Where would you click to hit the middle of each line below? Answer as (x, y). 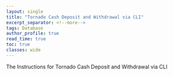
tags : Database (25, 28)
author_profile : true (33, 34)
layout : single (25, 11)
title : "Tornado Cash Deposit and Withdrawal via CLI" (75, 17)
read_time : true (26, 39)
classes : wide (24, 50)
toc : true (18, 45)
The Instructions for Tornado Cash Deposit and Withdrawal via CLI (87, 67)
